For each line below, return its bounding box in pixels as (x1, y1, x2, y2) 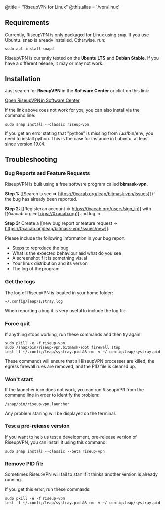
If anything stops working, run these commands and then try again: (5, 331, 142, 337)
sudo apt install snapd (5, 46, 54, 51)
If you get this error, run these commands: (5, 486, 91, 492)
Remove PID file (5, 460, 44, 467)
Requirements (5, 18, 49, 27)
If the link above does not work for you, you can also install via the (5, 107, 140, 113)
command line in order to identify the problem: (5, 392, 100, 398)
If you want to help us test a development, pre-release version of (5, 434, 137, 440)
